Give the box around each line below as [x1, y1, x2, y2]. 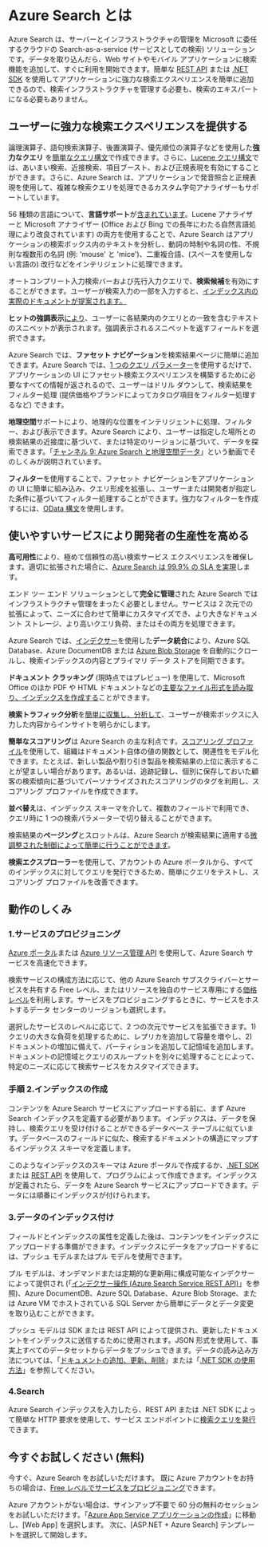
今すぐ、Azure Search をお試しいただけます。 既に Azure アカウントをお [8, 1473, 247, 1482]
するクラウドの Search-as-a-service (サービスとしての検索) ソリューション [8, 44, 255, 53]
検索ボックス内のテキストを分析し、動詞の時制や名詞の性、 [49, 239, 246, 249]
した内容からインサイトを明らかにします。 [14, 719, 155, 729]
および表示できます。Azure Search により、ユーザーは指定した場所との [22, 427, 257, 436]
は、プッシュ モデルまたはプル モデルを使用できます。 [8, 1251, 187, 1261]
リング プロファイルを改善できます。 [22, 877, 143, 886]
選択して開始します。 [22, 1529, 92, 1539]
